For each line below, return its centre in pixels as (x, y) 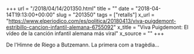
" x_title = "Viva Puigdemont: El (151, 27)
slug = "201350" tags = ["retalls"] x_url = (106, 15)
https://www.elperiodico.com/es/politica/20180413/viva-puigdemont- (92, 21)
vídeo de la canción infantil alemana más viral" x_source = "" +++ (85, 33)
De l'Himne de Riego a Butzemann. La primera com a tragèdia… (83, 45)
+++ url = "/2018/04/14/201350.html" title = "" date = (70, 9)
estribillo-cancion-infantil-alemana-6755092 (60, 27)
